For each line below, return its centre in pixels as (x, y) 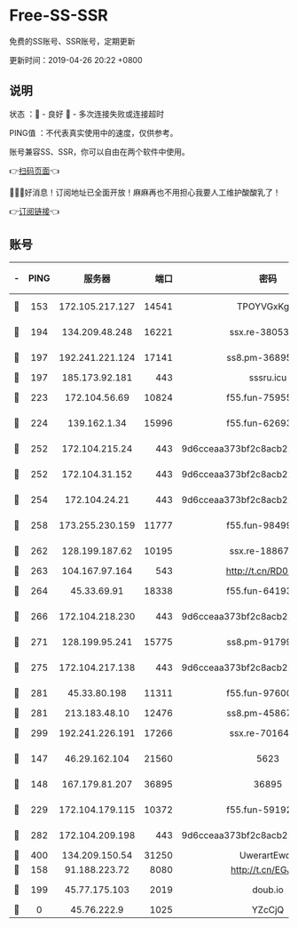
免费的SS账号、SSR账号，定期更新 (72, 41)
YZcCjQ (268, 909)
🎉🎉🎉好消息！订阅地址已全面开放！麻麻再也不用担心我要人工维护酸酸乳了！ (145, 192)
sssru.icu (268, 377)
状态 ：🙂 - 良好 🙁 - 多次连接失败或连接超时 (86, 114)
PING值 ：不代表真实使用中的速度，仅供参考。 (94, 132)
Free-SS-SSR (59, 16)
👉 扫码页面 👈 (35, 171)
